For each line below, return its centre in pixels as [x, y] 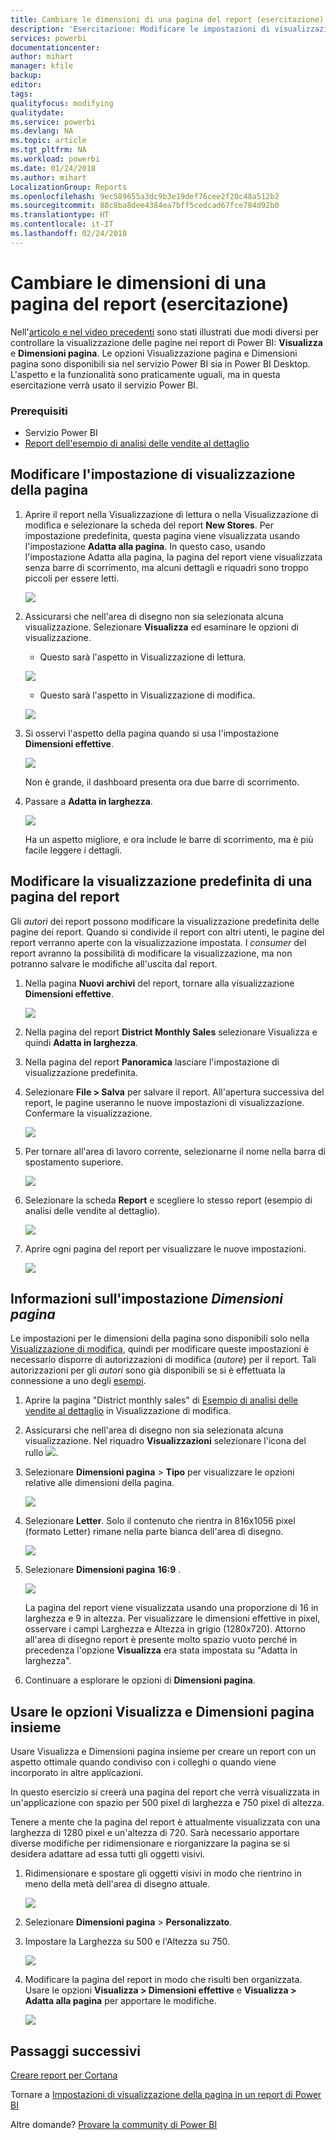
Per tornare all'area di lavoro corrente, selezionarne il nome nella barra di [175, 1151]
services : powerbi [48, 38]
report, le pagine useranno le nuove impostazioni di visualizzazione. [164, 1102]
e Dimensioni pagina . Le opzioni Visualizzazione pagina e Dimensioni [154, 353]
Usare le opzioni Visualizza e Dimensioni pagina [162, 1711]
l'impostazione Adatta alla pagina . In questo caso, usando [145, 546]
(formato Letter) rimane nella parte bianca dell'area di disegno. [154, 1532]
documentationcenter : [55, 47]
